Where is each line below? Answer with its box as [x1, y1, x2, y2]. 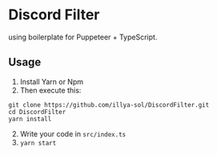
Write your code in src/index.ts [19, 128, 127, 138]
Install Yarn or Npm [19, 76, 84, 86]
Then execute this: [19, 85, 82, 95]
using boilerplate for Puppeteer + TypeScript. [8, 32, 158, 42]
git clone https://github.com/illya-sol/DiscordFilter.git [8, 100, 210, 109]
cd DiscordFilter [8, 108, 66, 116]
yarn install [8, 115, 52, 123]
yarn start [19, 139, 57, 147]
